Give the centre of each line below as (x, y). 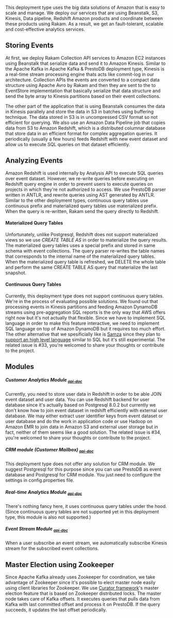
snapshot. (16, 273)
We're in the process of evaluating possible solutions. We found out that (82, 302)
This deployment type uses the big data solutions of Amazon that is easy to (85, 7)
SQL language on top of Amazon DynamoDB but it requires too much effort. (85, 329)
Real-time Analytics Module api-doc (44, 492)
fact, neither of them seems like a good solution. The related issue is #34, (83, 432)
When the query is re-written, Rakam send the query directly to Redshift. (82, 211)
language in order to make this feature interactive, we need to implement (82, 323)
